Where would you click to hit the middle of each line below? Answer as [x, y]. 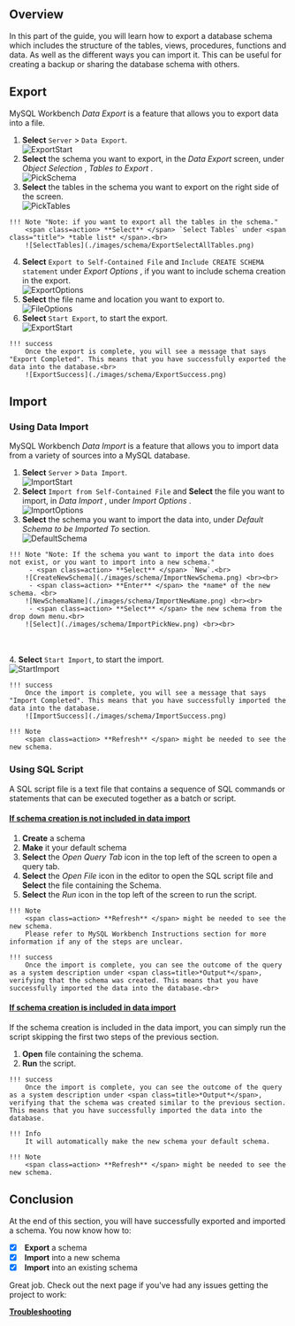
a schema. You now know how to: [70, 1230]
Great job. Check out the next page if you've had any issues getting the [139, 1285]
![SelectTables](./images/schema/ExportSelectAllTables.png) [140, 245]
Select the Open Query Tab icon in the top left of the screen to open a [149, 857]
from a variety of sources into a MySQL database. [100, 456]
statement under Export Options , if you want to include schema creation [154, 271]
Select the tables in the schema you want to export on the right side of [151, 187]
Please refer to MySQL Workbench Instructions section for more [146, 934]
